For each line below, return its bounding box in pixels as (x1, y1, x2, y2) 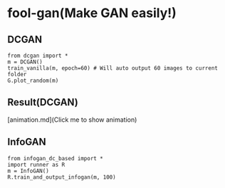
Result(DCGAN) (7, 96, 78, 108)
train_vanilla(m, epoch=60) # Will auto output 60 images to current (7, 65, 219, 72)
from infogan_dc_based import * (7, 155, 103, 162)
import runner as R (7, 161, 66, 168)
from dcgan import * (7, 52, 69, 59)
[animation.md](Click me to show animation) (7, 115, 137, 124)
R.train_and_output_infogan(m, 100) (7, 173, 116, 181)
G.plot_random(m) (7, 77, 59, 84)
